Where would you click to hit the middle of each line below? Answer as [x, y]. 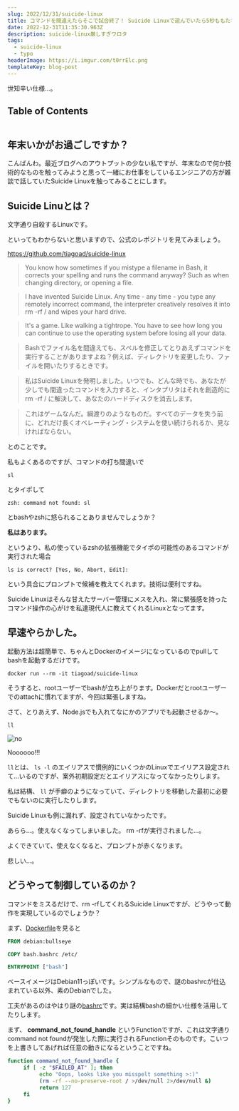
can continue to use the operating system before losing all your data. [126, 333]
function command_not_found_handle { [63, 1061]
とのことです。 [29, 447]
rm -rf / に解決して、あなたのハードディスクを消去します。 [111, 399]
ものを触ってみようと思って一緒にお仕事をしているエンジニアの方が [126, 173]
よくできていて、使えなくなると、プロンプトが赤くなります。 [97, 845]
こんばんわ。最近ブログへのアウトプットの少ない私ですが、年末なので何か [116, 163]
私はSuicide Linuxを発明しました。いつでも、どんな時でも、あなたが [125, 381]
